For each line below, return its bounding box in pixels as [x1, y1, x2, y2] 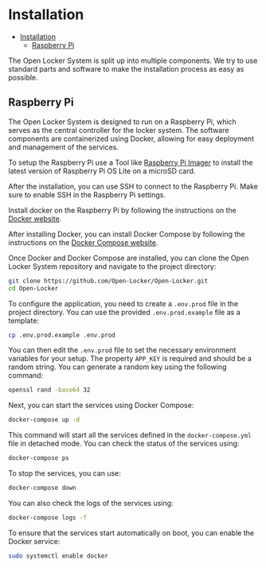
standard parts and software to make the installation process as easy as [8, 64, 244, 73]
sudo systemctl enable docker [8, 551, 109, 560]
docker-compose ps [8, 454, 69, 462]
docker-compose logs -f [8, 513, 88, 522]
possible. [8, 72, 38, 82]
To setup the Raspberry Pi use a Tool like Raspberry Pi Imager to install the [8, 158, 253, 167]
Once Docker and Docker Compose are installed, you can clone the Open [8, 253, 249, 263]
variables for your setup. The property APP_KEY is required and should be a [8, 354, 252, 364]
